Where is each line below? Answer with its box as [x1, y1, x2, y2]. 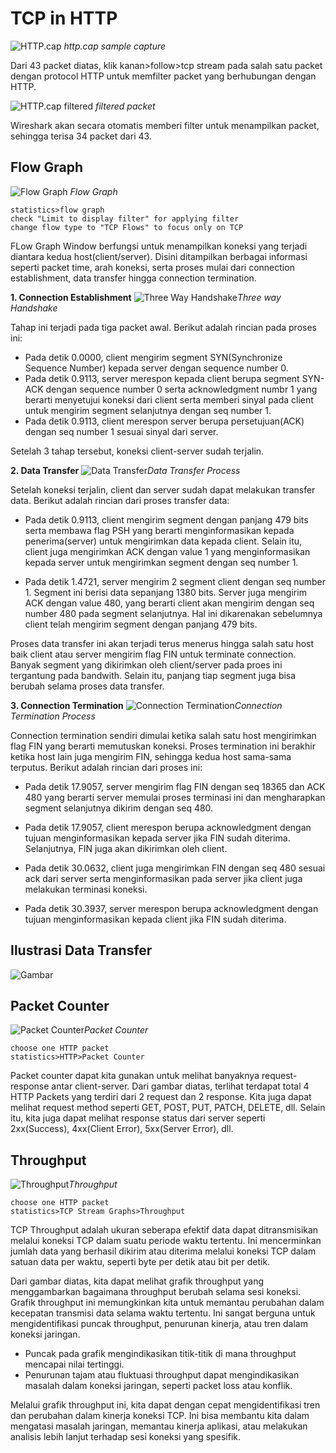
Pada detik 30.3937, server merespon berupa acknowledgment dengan [24, 902, 319, 914]
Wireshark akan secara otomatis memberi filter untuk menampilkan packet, [10, 119, 320, 131]
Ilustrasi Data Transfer [10, 942, 153, 959]
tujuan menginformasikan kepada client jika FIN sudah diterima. [24, 913, 287, 925]
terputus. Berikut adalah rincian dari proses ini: [10, 761, 203, 773]
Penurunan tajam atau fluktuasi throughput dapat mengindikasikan [24, 1369, 300, 1381]
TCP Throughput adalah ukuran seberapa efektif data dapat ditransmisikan [10, 1224, 319, 1236]
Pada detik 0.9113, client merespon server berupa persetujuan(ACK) [24, 415, 305, 427]
